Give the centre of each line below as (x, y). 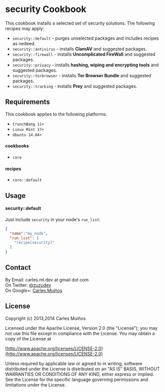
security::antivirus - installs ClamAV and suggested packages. (80, 49)
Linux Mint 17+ (28, 129)
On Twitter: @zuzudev (28, 285)
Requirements (27, 102)
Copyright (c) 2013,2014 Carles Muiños (45, 318)
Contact (18, 268)
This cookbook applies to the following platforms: (56, 114)
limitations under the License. (35, 384)
